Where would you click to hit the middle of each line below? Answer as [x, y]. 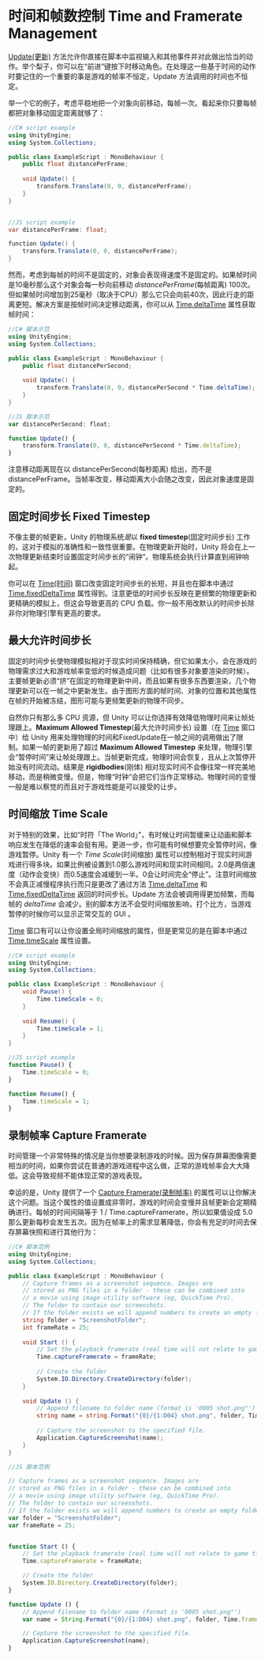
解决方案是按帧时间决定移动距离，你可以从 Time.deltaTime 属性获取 [146, 305]
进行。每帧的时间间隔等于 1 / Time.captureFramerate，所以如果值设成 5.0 [134, 1213]
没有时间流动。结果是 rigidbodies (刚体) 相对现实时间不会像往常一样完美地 [135, 767]
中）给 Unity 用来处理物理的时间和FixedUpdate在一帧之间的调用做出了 [122, 737]
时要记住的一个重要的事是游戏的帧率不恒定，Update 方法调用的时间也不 [125, 76]
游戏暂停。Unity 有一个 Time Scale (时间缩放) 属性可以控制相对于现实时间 [127, 854]
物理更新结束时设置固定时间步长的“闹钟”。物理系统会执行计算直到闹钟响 [132, 556]
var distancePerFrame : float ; [58, 230]
